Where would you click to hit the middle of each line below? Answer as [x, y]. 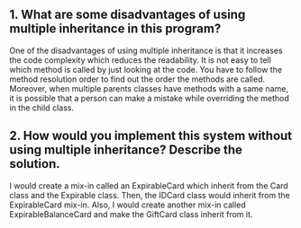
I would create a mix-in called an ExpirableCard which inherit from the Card [149, 185]
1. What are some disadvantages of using [128, 15]
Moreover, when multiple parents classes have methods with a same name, [149, 88]
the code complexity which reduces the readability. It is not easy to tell [141, 60]
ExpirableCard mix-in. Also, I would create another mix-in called [128, 205]
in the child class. [42, 108]
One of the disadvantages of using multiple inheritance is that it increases [146, 50]
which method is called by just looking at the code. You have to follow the [146, 69]
